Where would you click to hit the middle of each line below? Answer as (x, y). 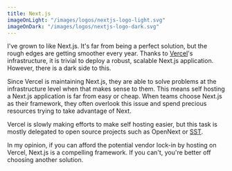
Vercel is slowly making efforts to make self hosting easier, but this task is (113, 125)
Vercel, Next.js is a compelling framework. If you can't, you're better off (109, 152)
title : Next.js (29, 13)
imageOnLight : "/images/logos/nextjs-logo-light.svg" (87, 20)
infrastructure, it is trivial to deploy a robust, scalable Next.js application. (110, 61)
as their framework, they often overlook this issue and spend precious (107, 104)
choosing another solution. (45, 160)
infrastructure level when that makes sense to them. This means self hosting (116, 89)
